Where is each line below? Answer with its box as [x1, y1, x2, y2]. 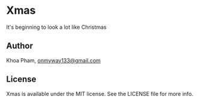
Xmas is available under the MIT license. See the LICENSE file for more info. [6, 90, 194, 97]
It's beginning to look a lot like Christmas [6, 23, 107, 31]
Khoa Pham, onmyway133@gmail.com [6, 56, 101, 64]
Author [6, 41, 33, 51]
